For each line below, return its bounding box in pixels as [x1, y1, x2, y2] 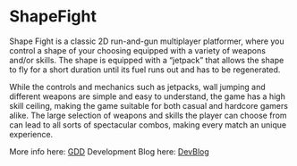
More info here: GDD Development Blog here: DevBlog [9, 145, 210, 157]
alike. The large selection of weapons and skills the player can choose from [9, 110, 288, 120]
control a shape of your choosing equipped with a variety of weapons [9, 45, 267, 55]
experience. [9, 129, 54, 139]
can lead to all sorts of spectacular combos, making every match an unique [9, 119, 287, 130]
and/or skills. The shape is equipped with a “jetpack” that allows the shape [9, 54, 284, 65]
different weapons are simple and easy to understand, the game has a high [9, 91, 286, 102]
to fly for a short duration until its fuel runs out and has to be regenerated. [9, 64, 281, 75]
